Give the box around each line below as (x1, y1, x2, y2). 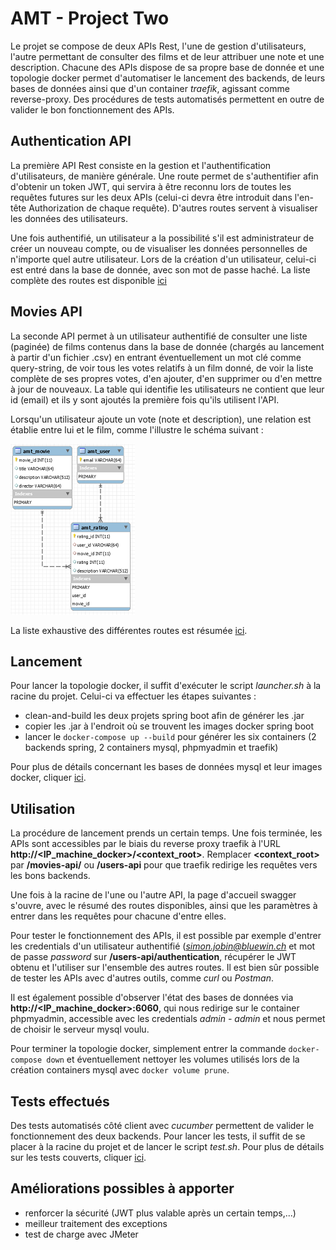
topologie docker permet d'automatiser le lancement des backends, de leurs (10, 72, 326, 84)
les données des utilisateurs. (10, 212, 128, 224)
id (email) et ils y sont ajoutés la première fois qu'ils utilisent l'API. (10, 393, 280, 406)
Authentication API (10, 133, 132, 150)
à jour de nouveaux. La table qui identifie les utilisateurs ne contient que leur (10, 383, 325, 395)
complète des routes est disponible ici (10, 274, 167, 286)
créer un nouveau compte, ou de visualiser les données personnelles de (10, 242, 308, 254)
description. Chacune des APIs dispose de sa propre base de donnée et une (10, 61, 325, 73)
